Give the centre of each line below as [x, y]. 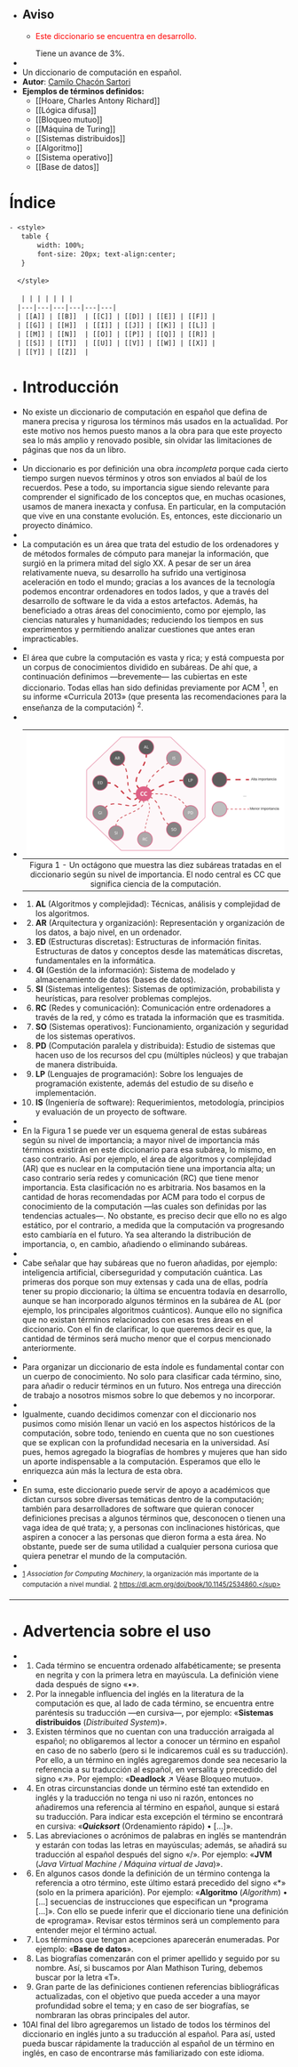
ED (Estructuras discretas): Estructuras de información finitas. [148, 941]
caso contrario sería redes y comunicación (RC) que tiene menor [141, 1178]
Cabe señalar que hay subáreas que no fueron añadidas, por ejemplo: [149, 1263]
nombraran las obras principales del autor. [113, 2015]
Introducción [71, 387]
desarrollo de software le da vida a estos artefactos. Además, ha [140, 600]
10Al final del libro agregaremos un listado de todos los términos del [146, 2024]
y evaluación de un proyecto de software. [111, 1112]
